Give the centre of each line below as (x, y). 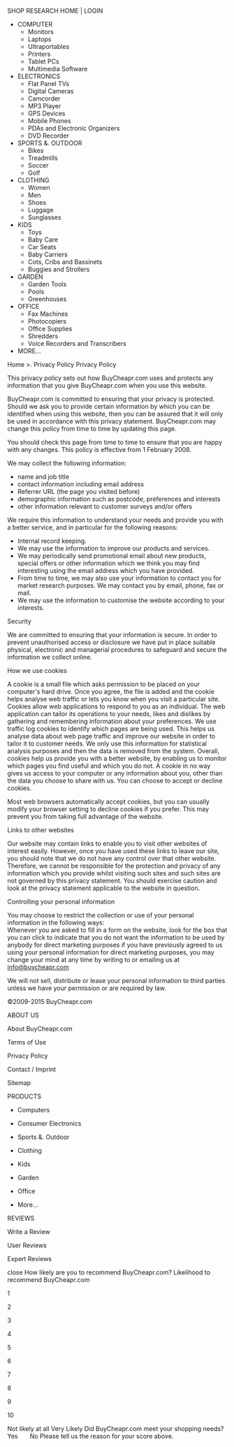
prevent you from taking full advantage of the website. (86, 816)
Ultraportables (49, 46)
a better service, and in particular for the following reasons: (93, 527)
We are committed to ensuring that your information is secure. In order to (112, 635)
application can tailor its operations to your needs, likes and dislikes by (109, 714)
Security (19, 621)
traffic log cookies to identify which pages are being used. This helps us (111, 729)
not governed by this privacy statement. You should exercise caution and (112, 881)
